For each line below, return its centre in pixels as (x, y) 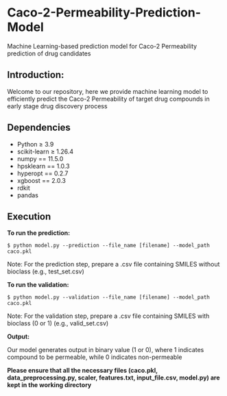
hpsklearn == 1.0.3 (43, 166)
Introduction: (36, 75)
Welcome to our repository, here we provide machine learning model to (108, 91)
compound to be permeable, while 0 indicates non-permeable (95, 357)
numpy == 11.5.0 (40, 158)
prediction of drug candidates (49, 53)
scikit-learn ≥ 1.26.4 (45, 151)
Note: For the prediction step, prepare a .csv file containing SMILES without (113, 264)
